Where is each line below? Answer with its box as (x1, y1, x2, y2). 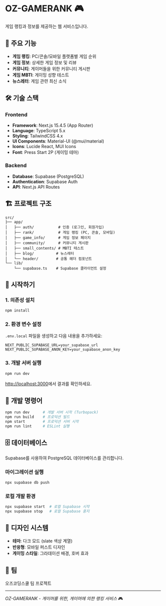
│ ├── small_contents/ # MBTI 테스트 (5, 246, 84, 251)
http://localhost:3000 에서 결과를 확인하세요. (5, 381, 92, 387)
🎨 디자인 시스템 (5, 524, 48, 532)
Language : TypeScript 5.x (12, 128, 66, 134)
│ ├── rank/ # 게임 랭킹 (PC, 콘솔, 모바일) (5, 230, 116, 235)
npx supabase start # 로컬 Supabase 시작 (5, 505, 90, 509)
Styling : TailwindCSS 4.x (12, 133, 63, 139)
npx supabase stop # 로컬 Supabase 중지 (5, 509, 90, 514)
